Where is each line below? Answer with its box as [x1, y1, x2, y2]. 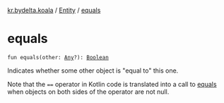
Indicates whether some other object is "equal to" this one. [7, 66, 179, 75]
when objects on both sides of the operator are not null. [7, 87, 170, 96]
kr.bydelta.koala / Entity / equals [7, 6, 101, 14]
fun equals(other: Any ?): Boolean [7, 54, 110, 61]
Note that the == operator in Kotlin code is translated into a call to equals [7, 80, 217, 88]
